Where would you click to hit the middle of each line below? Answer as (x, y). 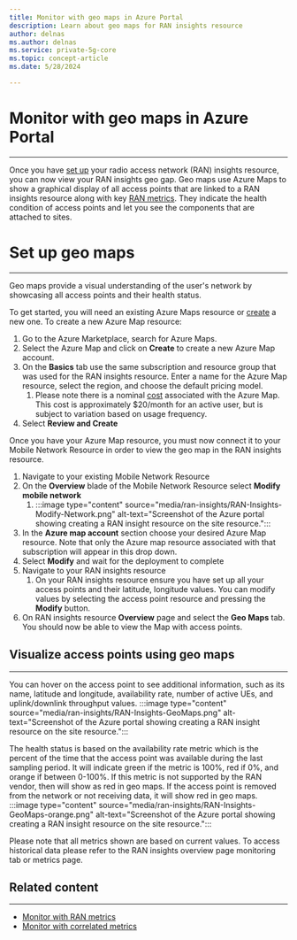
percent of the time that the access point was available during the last (136, 758)
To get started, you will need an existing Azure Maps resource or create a (143, 312)
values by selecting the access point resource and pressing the (151, 598)
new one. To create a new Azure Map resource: (96, 321)
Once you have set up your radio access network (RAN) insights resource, (145, 170)
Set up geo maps (72, 252)
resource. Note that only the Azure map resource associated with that (149, 542)
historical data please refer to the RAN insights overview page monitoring (142, 850)
